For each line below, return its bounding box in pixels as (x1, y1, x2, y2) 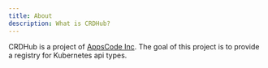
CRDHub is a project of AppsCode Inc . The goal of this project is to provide (8, 41, 260, 51)
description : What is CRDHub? (8, 19, 111, 28)
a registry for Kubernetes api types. (8, 50, 128, 60)
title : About (8, 11, 53, 20)
